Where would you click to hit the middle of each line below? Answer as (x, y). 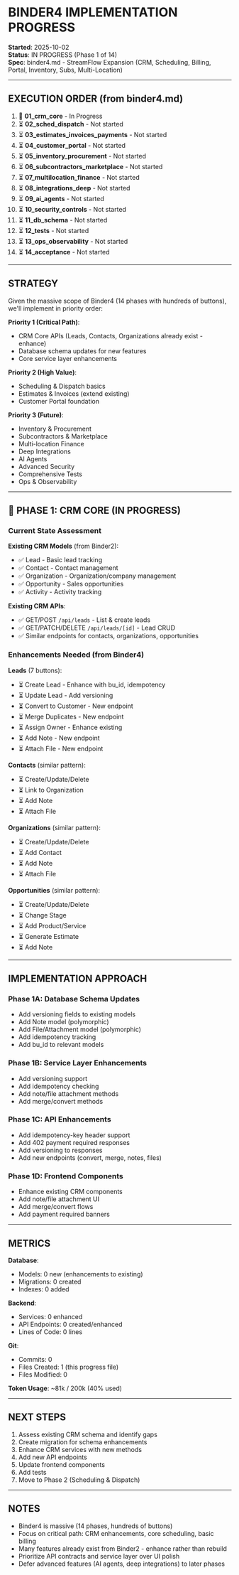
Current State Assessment (55, 530)
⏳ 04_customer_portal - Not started (72, 145)
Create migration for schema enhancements (83, 1442)
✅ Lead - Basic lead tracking (60, 560)
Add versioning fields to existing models (77, 1014)
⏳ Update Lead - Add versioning (66, 695)
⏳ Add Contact (40, 852)
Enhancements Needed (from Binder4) (76, 655)
